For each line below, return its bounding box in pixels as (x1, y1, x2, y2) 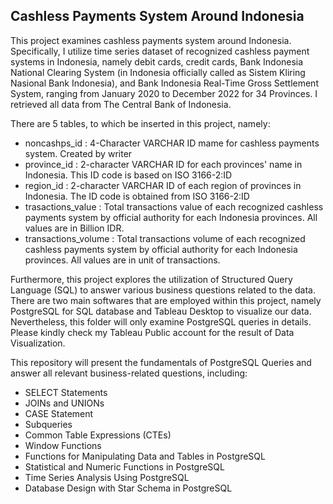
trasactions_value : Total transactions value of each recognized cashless (24, 200, 324, 213)
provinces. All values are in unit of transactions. (24, 254, 221, 266)
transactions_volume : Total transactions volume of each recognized (24, 232, 306, 244)
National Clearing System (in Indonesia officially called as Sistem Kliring (10, 66, 306, 78)
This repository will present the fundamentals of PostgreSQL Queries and (10, 356, 312, 368)
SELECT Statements (24, 386, 108, 398)
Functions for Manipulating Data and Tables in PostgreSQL (24, 450, 266, 462)
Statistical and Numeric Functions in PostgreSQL (24, 460, 225, 473)
